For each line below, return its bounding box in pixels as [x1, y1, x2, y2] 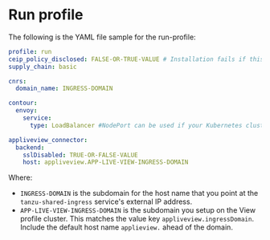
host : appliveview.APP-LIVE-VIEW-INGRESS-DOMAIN [22, 158, 189, 166]
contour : [8, 99, 38, 108]
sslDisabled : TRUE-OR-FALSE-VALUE [22, 151, 138, 159]
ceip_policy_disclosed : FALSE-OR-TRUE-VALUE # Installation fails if [8, 55, 247, 63]
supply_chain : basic [8, 63, 78, 71]
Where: [8, 173, 33, 182]
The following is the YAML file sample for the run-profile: [8, 32, 196, 42]
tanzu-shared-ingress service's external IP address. [19, 197, 193, 206]
